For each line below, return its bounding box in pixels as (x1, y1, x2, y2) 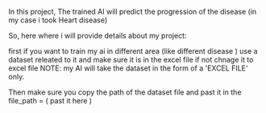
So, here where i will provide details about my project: (8, 31, 187, 40)
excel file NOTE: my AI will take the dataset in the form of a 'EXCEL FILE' (8, 63, 248, 73)
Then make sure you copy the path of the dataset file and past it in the (8, 87, 242, 97)
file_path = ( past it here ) (8, 96, 93, 105)
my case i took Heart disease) (8, 15, 108, 25)
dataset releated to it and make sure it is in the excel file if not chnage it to (8, 55, 254, 64)
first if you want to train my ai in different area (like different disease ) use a (8, 46, 258, 55)
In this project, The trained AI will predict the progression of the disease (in (8, 7, 257, 16)
